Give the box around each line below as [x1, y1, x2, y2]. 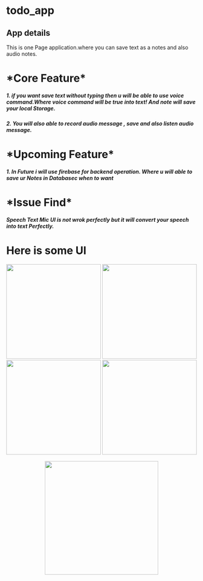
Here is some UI [6, 244, 86, 257]
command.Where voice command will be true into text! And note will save [6, 98, 196, 105]
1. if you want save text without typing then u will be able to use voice [6, 91, 184, 99]
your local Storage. [6, 104, 56, 112]
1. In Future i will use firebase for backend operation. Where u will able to [6, 168, 193, 175]
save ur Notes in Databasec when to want [6, 174, 114, 182]
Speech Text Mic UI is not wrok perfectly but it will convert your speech [6, 216, 189, 223]
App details [6, 28, 51, 38]
